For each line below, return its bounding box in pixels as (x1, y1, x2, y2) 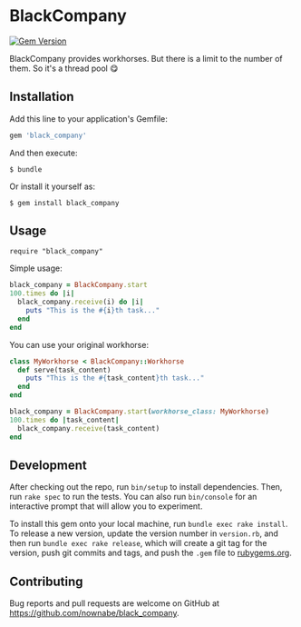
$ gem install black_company (9, 198, 120, 207)
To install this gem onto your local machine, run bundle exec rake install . (9, 519, 288, 530)
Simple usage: (9, 263, 63, 274)
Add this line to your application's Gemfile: (9, 113, 168, 124)
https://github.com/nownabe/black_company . (9, 608, 180, 619)
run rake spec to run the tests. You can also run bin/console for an (9, 492, 257, 503)
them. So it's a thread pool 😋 (9, 63, 119, 74)
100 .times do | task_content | (9, 415, 120, 424)
